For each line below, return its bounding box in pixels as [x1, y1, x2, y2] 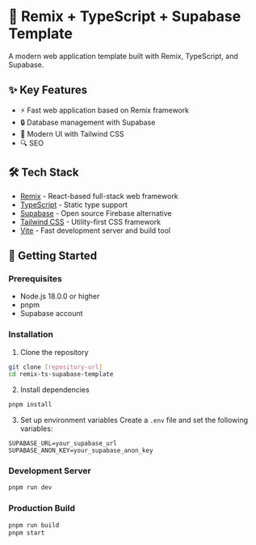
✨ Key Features [8, 83, 87, 97]
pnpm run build [8, 521, 60, 529]
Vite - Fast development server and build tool [19, 226, 171, 235]
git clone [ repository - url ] [8, 363, 103, 371]
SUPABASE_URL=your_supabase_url [8, 440, 117, 448]
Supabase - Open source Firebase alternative [19, 208, 172, 218]
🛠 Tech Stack [8, 166, 79, 180]
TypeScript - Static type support [19, 200, 128, 209]
